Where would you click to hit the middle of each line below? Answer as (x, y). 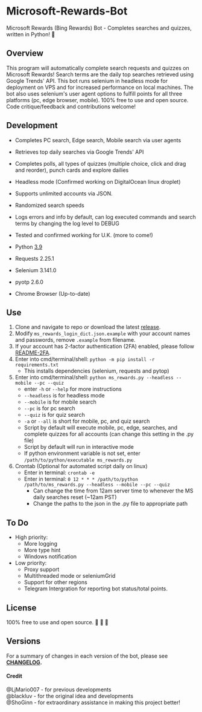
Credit (14, 676)
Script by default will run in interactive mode (79, 447)
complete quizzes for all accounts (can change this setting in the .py (109, 434)
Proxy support (42, 569)
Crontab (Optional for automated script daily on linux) (81, 466)
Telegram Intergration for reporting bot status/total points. (96, 589)
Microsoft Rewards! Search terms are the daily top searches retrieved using (100, 74)
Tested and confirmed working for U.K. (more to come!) (84, 235)
